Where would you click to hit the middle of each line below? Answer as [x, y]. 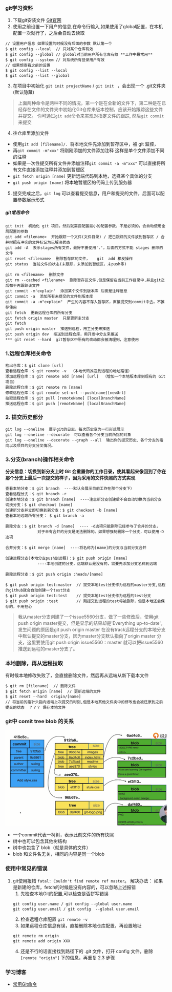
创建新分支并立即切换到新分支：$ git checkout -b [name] [61, 511]
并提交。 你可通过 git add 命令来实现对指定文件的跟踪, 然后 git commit [91, 116]
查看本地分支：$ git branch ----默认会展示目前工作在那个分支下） [70, 489]
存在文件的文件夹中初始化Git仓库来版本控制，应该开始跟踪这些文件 [93, 110]
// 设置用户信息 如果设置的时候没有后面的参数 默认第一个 [59, 44]
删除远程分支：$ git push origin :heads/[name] [54, 575]
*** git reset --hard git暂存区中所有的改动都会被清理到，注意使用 [72, 340]
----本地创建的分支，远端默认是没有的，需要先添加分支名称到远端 [97, 564]
